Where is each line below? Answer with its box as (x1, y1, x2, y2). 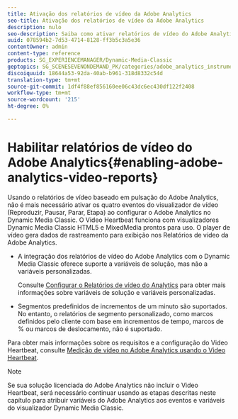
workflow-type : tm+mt (7, 89, 72, 96)
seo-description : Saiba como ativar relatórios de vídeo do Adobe (7, 30, 208, 38)
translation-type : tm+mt (7, 76, 81, 84)
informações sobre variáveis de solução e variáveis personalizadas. (17, 288, 216, 296)
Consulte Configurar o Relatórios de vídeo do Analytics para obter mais (17, 281, 226, 289)
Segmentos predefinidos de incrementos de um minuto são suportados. (17, 302, 228, 311)
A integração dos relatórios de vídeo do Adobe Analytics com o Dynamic (17, 252, 230, 260)
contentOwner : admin (7, 43, 69, 50)
